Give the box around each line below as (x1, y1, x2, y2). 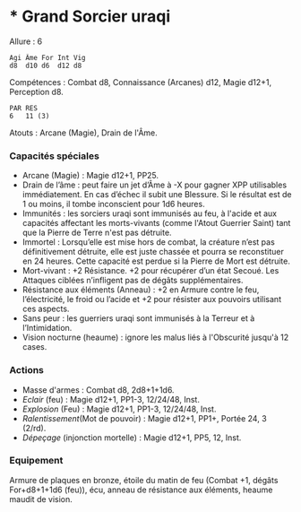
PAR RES (9, 103, 39, 113)
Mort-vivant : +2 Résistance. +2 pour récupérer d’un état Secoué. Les (21, 265, 279, 276)
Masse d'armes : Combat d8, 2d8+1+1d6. (21, 384, 175, 395)
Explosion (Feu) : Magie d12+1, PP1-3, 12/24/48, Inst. (21, 404, 217, 414)
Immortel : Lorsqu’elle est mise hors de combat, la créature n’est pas (21, 237, 275, 247)
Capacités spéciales (9, 150, 100, 162)
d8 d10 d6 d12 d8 (9, 61, 82, 70)
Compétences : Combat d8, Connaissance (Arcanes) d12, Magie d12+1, (9, 76, 272, 87)
